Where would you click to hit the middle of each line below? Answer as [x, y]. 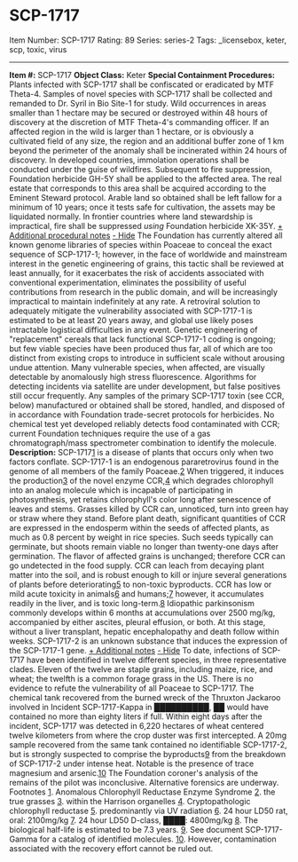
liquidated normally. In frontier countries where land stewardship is [131, 216]
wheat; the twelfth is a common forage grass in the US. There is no [132, 678]
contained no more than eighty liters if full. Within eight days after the [136, 716]
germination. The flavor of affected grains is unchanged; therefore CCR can [147, 556]
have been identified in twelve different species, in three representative [156, 660]
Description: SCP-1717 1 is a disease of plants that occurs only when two [141, 452]
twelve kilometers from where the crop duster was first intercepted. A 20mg [148, 735]
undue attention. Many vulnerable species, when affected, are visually [137, 367]
